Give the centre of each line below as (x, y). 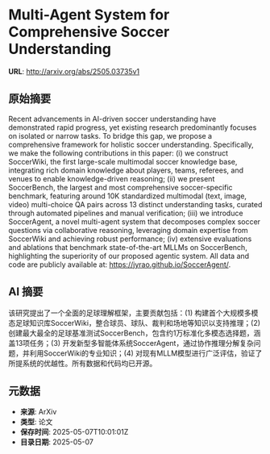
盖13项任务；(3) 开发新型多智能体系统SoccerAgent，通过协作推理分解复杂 (131, 343)
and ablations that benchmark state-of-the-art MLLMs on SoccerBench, (128, 247)
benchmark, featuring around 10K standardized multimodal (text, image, (128, 196)
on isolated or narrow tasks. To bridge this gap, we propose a (110, 135)
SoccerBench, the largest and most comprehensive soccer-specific (120, 187)
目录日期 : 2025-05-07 (57, 442)
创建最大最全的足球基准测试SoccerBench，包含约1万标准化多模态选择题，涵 (135, 333)
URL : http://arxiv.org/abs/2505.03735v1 (74, 71)
